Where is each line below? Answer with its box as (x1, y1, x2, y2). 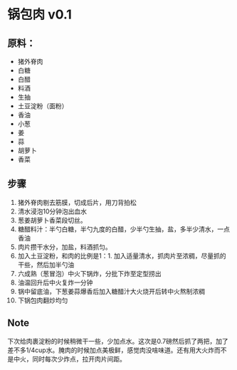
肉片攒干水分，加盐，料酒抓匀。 (17, 243, 112, 251)
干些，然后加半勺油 (17, 260, 75, 269)
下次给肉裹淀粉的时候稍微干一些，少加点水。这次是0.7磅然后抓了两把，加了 (7, 337, 229, 345)
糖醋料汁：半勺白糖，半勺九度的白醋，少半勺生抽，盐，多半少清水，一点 (17, 225, 230, 233)
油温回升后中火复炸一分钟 (17, 278, 93, 287)
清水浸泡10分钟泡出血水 (17, 207, 88, 216)
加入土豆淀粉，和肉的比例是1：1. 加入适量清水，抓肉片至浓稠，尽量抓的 (17, 251, 226, 260)
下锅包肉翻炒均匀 (17, 296, 68, 305)
